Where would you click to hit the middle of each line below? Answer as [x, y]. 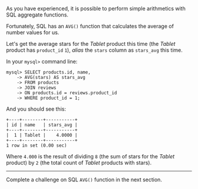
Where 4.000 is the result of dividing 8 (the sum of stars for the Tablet [90, 156]
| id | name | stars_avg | [42, 125]
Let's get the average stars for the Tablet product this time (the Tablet [91, 44]
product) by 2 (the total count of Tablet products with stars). [79, 163]
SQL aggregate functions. [37, 15]
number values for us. [33, 32]
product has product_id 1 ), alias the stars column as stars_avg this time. [94, 50]
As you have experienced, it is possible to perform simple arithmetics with [96, 9]
